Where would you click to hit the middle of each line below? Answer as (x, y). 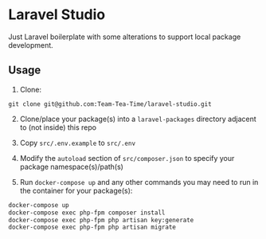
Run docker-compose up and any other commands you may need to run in (139, 182)
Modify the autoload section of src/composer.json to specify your (127, 158)
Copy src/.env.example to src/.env (78, 143)
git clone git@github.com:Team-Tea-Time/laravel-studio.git (110, 104)
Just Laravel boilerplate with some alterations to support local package (125, 37)
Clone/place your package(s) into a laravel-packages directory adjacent (138, 119)
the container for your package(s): (76, 190)
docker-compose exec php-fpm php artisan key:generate (101, 220)
